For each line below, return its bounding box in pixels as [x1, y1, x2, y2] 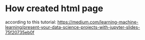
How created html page [5, 3, 103, 14]
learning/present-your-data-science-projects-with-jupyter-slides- [5, 24, 141, 30]
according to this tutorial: [5, 19, 57, 25]
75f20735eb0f [5, 29, 35, 35]
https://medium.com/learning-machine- [57, 19, 139, 25]
